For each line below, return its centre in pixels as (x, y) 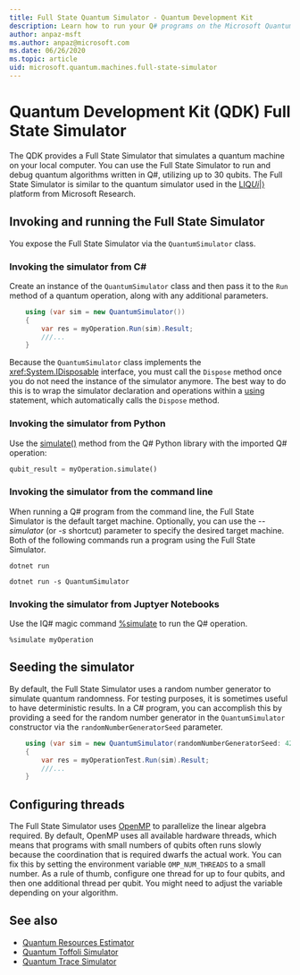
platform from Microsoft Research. (73, 193)
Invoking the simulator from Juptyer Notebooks (115, 603)
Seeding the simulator (72, 667)
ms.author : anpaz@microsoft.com (69, 43)
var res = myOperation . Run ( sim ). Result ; (117, 329)
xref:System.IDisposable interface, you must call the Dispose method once (146, 372)
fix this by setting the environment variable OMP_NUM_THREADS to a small (137, 864)
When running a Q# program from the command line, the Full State (132, 511)
